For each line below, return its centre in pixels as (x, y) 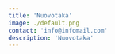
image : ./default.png (44, 23)
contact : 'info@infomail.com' (58, 30)
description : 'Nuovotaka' (51, 38)
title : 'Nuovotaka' (40, 15)
